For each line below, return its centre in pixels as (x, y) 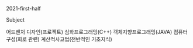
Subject (15, 20)
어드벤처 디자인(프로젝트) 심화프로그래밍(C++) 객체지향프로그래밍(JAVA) (89, 32)
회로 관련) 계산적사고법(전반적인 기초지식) (65, 39)
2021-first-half (23, 8)
